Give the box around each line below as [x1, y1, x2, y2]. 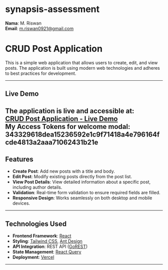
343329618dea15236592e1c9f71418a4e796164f [5, 130, 160, 139]
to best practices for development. [5, 70, 76, 76]
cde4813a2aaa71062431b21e [5, 138, 98, 147]
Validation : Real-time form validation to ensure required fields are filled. [12, 190, 161, 196]
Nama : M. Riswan [5, 20, 41, 26]
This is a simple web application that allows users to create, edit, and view [5, 59, 158, 66]
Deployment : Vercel [12, 254, 54, 260]
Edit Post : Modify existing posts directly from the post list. [12, 174, 132, 180]
